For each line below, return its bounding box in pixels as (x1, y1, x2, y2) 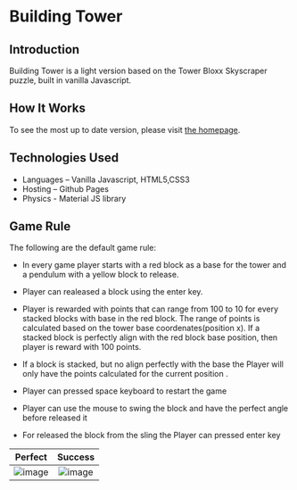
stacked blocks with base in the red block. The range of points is (21, 313, 260, 324)
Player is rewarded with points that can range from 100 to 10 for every (21, 303, 279, 314)
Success (57, 451, 95, 463)
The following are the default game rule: (9, 243, 156, 253)
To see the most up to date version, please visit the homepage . (9, 124, 241, 135)
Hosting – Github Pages (21, 183, 110, 194)
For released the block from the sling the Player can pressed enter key (21, 430, 281, 441)
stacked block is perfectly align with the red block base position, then (21, 332, 278, 343)
